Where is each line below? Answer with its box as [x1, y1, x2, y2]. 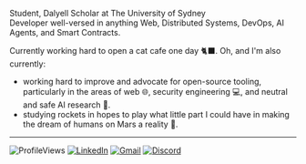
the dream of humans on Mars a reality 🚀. [22, 118, 178, 129]
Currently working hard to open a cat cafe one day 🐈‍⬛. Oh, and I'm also [9, 46, 281, 56]
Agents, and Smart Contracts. [9, 27, 121, 37]
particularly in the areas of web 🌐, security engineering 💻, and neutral [22, 87, 289, 97]
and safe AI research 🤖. [22, 99, 111, 110]
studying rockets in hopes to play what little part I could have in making [22, 109, 290, 119]
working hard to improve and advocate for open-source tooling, [22, 77, 262, 87]
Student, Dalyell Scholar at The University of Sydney [9, 8, 207, 18]
